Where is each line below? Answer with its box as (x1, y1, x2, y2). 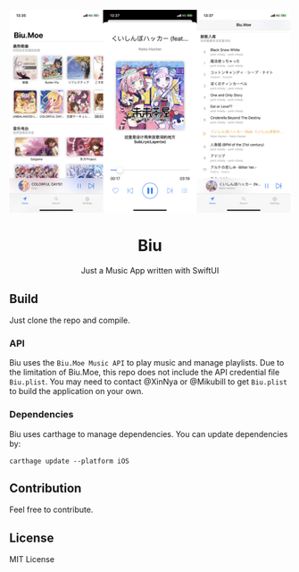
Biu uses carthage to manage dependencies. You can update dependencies (9, 428, 288, 439)
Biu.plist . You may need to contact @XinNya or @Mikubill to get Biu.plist (9, 376, 287, 387)
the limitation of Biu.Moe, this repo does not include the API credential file (9, 367, 280, 378)
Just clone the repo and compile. (9, 315, 131, 325)
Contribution (9, 480, 82, 496)
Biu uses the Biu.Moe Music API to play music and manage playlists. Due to (9, 357, 285, 368)
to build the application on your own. (9, 386, 145, 397)
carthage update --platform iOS (9, 457, 129, 466)
